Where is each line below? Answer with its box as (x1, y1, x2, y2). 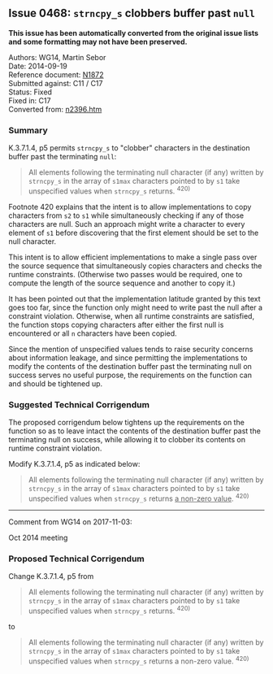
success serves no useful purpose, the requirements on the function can (8, 370, 252, 380)
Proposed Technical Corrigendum (8, 553, 145, 564)
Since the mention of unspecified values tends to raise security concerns (8, 344, 253, 354)
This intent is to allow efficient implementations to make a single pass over (8, 252, 258, 262)
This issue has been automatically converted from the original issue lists (8, 28, 258, 37)
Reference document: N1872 (8, 69, 104, 80)
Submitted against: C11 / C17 (8, 78, 103, 88)
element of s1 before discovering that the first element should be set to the (8, 228, 259, 237)
